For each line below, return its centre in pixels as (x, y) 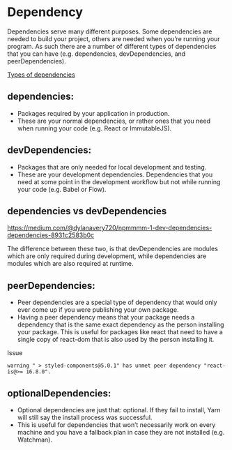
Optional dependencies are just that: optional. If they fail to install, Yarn (119, 410)
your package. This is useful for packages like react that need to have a (120, 332)
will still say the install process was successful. (85, 417)
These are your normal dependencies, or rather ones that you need (114, 121)
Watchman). (34, 440)
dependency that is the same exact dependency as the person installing (121, 324)
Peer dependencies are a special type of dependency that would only (117, 302)
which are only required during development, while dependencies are (107, 256)
